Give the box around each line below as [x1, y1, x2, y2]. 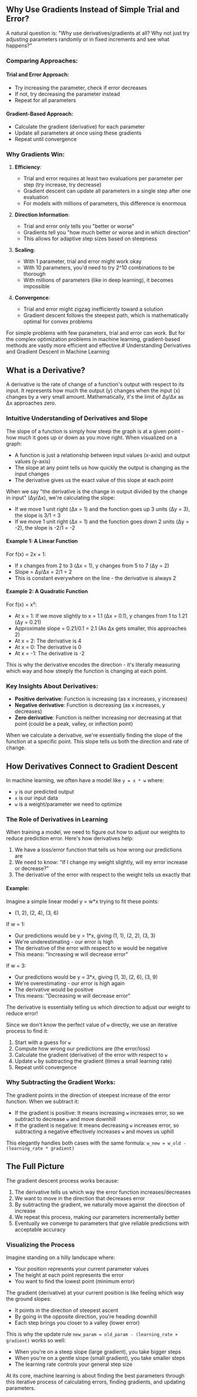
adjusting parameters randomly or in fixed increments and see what [6, 35, 170, 43]
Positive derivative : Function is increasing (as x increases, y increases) [14, 695, 188, 702]
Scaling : [14, 247, 35, 254]
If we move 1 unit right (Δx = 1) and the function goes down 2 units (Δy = [14, 518, 189, 525]
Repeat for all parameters [14, 96, 76, 103]
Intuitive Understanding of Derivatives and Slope [6, 414, 148, 422]
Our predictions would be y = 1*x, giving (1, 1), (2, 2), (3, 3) [14, 932, 156, 939]
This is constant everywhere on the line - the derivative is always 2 [14, 574, 176, 581]
